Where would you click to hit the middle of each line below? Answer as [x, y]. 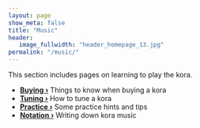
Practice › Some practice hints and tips [83, 107]
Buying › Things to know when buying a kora [93, 90]
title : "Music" [33, 30]
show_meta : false [37, 23]
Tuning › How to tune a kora [66, 98]
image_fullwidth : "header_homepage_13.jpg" [91, 45]
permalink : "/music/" [44, 52]
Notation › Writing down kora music [78, 115]
